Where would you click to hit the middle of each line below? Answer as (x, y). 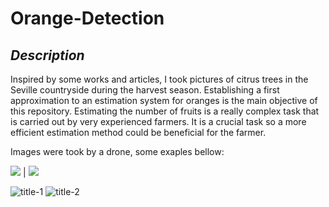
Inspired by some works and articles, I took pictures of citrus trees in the (159, 79)
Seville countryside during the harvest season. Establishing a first (145, 90)
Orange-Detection (87, 18)
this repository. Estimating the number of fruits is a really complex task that (165, 111)
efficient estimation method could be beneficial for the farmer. (138, 132)
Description (47, 55)
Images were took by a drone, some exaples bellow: (117, 151)
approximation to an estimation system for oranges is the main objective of (164, 100)
